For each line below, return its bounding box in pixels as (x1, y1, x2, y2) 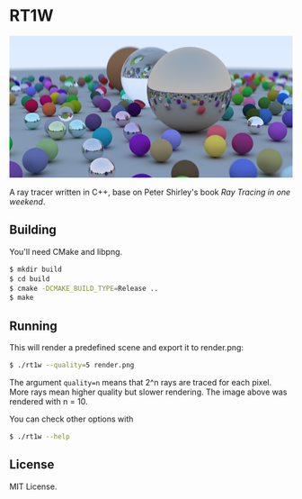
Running (9, 318, 58, 333)
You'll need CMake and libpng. (9, 246, 123, 257)
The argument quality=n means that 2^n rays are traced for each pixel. (9, 377, 272, 387)
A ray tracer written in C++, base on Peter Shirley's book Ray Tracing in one (9, 186, 291, 197)
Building (9, 222, 57, 238)
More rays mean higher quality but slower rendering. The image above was (9, 386, 288, 397)
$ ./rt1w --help (9, 431, 70, 441)
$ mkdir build (9, 265, 63, 274)
